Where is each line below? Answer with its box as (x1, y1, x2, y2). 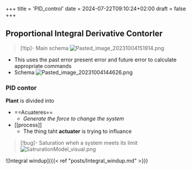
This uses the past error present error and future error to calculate (14, 56, 177, 63)
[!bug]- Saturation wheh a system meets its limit (20, 140, 138, 147)
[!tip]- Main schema (20, 44, 69, 51)
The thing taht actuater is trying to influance (23, 128, 132, 135)
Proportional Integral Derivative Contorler (5, 29, 163, 39)
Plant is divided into (5, 97, 55, 104)
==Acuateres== (14, 109, 53, 116)
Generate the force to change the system (23, 115, 124, 122)
